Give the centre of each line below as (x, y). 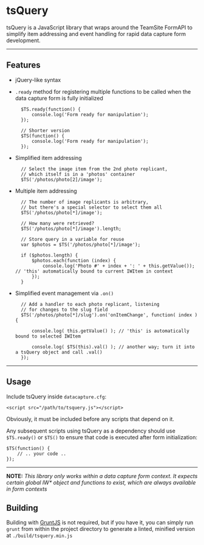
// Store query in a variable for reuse (73, 239)
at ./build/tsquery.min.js (39, 535)
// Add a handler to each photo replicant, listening (90, 304)
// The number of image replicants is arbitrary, (85, 202)
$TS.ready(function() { (51, 109)
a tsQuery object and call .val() (59, 352)
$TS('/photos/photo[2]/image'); (62, 179)
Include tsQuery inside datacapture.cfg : (56, 397)
